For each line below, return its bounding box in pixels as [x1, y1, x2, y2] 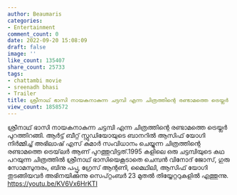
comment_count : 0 [7, 30, 59, 38]
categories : [7, 17, 43, 24]
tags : [7, 70, 23, 77]
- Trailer [7, 90, 37, 97]
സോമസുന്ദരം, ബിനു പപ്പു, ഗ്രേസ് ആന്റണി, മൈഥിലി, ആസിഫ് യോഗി [7, 163, 208, 171]
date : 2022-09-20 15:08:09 [7, 37, 88, 44]
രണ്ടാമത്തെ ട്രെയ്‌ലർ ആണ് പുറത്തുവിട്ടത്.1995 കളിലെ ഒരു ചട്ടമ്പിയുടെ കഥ [7, 147, 225, 156]
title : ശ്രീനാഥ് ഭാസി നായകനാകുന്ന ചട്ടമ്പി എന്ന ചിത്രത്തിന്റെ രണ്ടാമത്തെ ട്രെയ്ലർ [7, 97, 229, 104]
